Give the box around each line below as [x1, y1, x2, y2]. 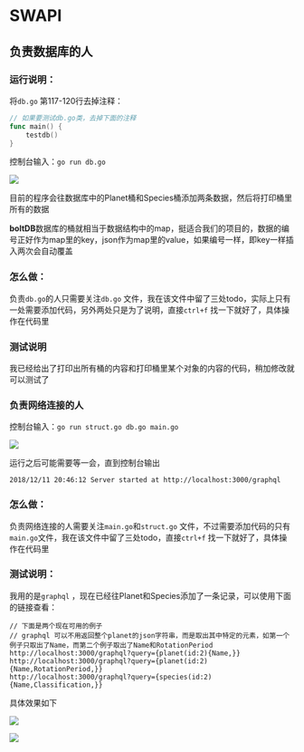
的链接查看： [9, 602, 57, 612]
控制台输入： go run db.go [9, 156, 106, 168]
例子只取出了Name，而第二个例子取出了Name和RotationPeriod [9, 641, 214, 650]
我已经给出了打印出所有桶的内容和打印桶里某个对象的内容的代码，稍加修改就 [9, 362, 295, 373]
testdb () [25, 130, 59, 140]
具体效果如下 [9, 697, 57, 708]
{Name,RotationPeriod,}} [9, 664, 103, 673]
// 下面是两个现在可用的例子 [9, 622, 103, 631]
